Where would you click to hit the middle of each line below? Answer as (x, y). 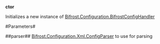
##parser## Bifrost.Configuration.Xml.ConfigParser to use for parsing (79, 36)
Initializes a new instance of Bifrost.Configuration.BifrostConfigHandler (80, 16)
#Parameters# (21, 26)
